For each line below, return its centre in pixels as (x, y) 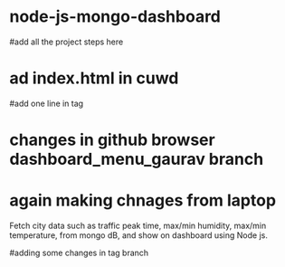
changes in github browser (112, 140)
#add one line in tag (47, 103)
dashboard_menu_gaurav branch (137, 159)
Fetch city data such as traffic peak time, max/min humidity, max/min (138, 225)
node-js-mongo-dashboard (115, 17)
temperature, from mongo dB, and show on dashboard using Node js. (139, 235)
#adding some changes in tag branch (79, 253)
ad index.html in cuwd (94, 78)
